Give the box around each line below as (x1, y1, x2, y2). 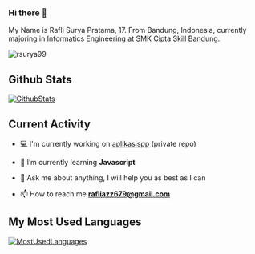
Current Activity (8, 117, 91, 131)
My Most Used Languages (8, 216, 142, 229)
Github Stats (8, 72, 72, 87)
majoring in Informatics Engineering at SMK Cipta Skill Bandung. (8, 34, 221, 43)
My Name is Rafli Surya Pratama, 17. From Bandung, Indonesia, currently (8, 26, 247, 35)
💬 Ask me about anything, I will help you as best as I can (19, 172, 206, 183)
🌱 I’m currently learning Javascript (19, 157, 136, 167)
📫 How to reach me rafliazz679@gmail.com (19, 188, 171, 199)
